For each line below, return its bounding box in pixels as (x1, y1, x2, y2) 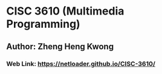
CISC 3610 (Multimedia (6, 4, 125, 18)
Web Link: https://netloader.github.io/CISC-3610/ (6, 59, 156, 68)
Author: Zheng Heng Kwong (6, 41, 114, 52)
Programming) (6, 17, 80, 31)
